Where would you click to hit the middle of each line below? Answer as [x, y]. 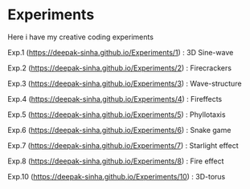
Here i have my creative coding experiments [81, 37]
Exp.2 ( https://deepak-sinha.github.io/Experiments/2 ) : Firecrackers [120, 68]
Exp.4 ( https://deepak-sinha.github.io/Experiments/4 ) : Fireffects [115, 99]
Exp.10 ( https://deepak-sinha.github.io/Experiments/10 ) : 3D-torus [117, 176]
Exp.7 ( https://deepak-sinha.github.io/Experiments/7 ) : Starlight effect [123, 145]
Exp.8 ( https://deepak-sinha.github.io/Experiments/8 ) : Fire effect [116, 161]
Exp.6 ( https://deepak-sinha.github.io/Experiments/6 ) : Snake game [119, 130]
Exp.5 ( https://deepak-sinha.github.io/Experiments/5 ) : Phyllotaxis [117, 115]
